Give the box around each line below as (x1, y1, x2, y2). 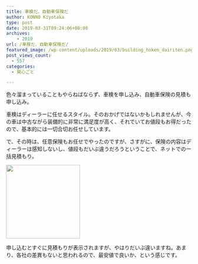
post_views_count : (6, 52, 51, 58)
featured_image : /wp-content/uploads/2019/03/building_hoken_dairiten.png (6, 47, 194, 53)
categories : (6, 63, 35, 70)
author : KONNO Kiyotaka (6, 14, 65, 20)
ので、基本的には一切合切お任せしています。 (6, 126, 114, 133)
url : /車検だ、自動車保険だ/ (6, 42, 69, 48)
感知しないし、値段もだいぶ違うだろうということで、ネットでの (31, 146, 187, 153)
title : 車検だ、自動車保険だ (6, 8, 69, 15)
